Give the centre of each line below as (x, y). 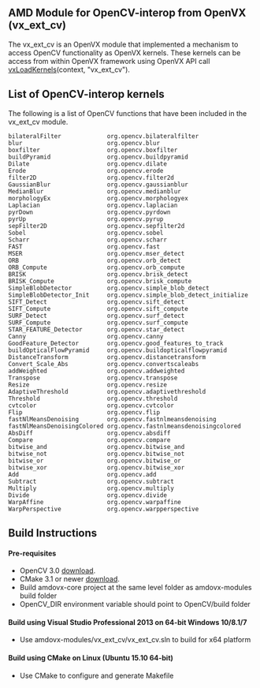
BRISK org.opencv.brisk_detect (98, 274)
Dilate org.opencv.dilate (88, 164)
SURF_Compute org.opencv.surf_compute (98, 323)
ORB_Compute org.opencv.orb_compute (97, 267)
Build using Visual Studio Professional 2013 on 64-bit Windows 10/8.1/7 (128, 622)
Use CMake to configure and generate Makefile (97, 675)
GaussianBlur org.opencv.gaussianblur (98, 185)
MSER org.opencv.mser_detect (97, 253)
